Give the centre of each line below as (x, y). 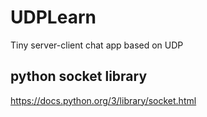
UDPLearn (53, 17)
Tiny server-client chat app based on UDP (97, 45)
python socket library (79, 76)
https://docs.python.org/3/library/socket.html (103, 100)
